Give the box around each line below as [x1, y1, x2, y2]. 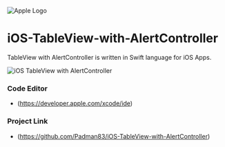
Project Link [7, 117, 48, 126]
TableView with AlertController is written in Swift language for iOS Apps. [7, 53, 212, 61]
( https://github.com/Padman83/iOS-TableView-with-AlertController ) [17, 132, 211, 140]
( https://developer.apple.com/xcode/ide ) [17, 100, 133, 108]
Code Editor [7, 83, 48, 93]
